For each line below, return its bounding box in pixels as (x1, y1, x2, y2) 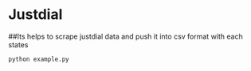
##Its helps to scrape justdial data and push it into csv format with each (8, 32, 243, 41)
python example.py (8, 55, 69, 63)
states (8, 39, 29, 49)
